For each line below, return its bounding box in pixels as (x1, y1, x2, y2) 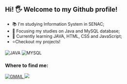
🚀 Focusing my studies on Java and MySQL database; (12, 28, 120, 34)
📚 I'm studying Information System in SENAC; (12, 21, 105, 27)
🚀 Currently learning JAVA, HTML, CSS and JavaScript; (12, 33, 122, 39)
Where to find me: (5, 62, 48, 68)
